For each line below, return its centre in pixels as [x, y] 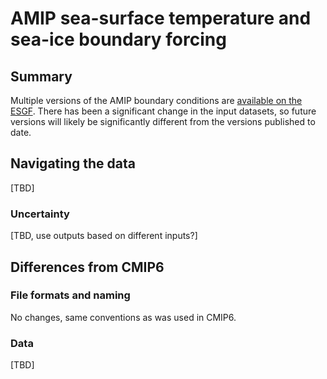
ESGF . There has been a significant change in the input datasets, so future [163, 111]
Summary [41, 76]
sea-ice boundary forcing [118, 39]
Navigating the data [73, 163]
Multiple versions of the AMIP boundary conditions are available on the [156, 100]
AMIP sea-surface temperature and [161, 18]
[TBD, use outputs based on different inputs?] [104, 236]
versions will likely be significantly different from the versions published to [163, 121]
